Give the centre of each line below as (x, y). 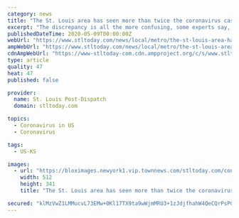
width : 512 (36, 178)
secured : (20, 203)
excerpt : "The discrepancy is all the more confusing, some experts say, (119, 27)
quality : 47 (25, 67)
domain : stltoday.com (46, 106)
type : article (28, 60)
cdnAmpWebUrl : (28, 54)
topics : (19, 119)
